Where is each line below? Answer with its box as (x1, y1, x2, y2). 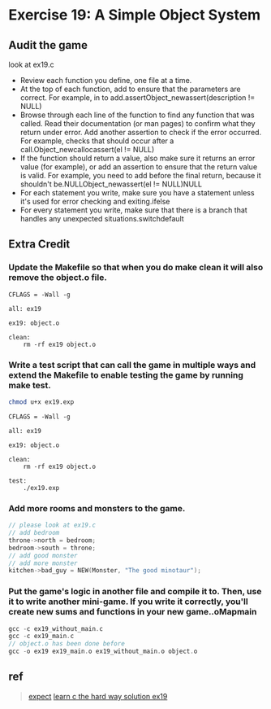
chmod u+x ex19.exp (8, 397, 75, 406)
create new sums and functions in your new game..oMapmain (8, 606, 257, 618)
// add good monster (8, 551, 79, 559)
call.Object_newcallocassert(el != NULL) (19, 145, 155, 154)
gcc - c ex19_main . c (8, 632, 75, 641)
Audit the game (8, 38, 88, 52)
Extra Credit (8, 238, 71, 252)
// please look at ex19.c (8, 521, 96, 530)
